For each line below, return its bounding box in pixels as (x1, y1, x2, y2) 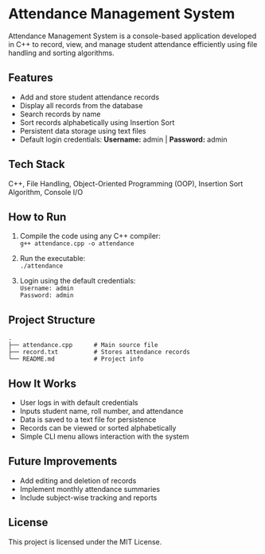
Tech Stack (8, 158, 65, 171)
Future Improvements (8, 455, 118, 468)
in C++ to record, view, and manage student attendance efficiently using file (8, 39, 258, 49)
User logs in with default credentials (19, 398, 138, 407)
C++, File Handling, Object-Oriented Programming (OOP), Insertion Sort (8, 178, 244, 188)
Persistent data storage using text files (19, 126, 146, 135)
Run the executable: (19, 254, 86, 263)
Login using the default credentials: (19, 276, 136, 286)
